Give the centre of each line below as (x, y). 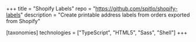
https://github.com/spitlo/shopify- (137, 9)
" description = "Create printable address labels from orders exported (105, 15)
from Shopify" (23, 21)
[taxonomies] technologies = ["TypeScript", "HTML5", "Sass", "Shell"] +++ (97, 33)
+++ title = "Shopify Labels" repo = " (51, 9)
